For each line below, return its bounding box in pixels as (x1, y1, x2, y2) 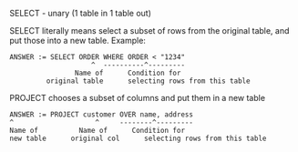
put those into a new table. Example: (9, 35, 146, 46)
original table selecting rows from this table (46, 76, 251, 86)
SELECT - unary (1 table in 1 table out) (9, 8, 152, 18)
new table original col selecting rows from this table (9, 134, 267, 143)
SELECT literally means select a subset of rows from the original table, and (9, 25, 290, 35)
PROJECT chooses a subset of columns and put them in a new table (9, 93, 266, 103)
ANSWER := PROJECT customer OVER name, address (9, 110, 194, 119)
